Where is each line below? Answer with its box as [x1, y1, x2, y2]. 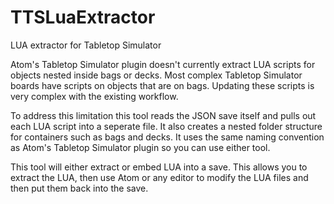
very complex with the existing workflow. [10, 90, 179, 102]
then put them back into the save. [10, 182, 149, 194]
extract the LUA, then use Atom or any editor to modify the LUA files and [10, 171, 309, 183]
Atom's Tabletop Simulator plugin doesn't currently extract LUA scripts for [10, 58, 316, 70]
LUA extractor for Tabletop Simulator [10, 39, 162, 51]
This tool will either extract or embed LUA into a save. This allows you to [10, 161, 308, 173]
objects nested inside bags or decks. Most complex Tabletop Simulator [10, 69, 303, 81]
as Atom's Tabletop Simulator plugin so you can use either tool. [10, 141, 271, 153]
